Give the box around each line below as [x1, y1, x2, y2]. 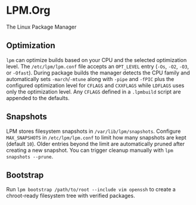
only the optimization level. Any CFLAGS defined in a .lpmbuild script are [6, 88, 181, 95]
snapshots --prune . [6, 153, 54, 160]
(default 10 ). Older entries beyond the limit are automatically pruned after [6, 140, 185, 147]
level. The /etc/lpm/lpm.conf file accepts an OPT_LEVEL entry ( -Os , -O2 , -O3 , [6, 63, 189, 70]
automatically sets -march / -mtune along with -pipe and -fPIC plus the [6, 75, 175, 82]
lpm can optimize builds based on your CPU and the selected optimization [6, 56, 187, 63]
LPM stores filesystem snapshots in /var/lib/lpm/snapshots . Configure [6, 128, 181, 135]
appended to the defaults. [6, 94, 70, 101]
